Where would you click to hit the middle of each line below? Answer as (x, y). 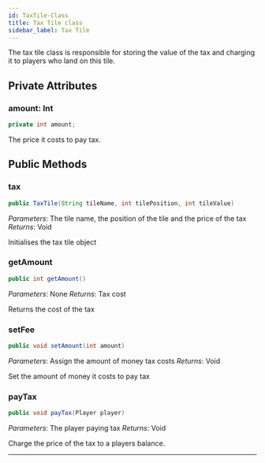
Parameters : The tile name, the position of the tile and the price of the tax (127, 218)
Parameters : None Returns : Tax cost (67, 293)
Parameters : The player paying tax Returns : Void (87, 428)
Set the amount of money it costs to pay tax (79, 376)
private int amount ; (42, 125)
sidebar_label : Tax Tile (49, 30)
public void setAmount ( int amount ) (67, 345)
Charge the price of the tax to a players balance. (87, 443)
